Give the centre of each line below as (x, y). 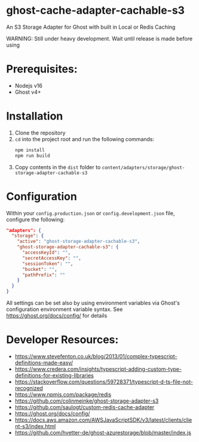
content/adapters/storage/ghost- (143, 167)
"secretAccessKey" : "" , (52, 258)
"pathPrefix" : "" (44, 275)
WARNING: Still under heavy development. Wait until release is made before (99, 38)
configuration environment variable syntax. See (65, 309)
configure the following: (36, 220)
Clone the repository (40, 133)
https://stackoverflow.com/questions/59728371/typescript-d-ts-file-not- (104, 382)
